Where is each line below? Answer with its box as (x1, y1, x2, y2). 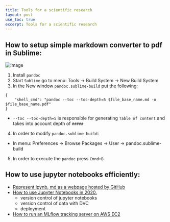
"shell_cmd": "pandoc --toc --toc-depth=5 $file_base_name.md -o (14, 97, 157, 103)
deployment (20, 205, 46, 212)
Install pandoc (12, 72, 41, 78)
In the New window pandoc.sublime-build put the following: (12, 83, 138, 89)
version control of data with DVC (20, 200, 89, 206)
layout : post (5, 12, 33, 17)
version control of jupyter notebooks (20, 194, 98, 201)
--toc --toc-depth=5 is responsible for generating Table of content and (12, 115, 165, 121)
